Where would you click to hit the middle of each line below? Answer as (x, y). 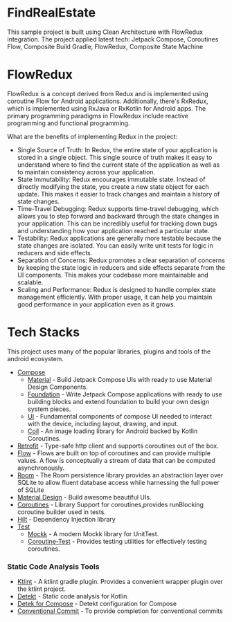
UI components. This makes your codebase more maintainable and (113, 275)
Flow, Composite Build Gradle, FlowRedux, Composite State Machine (105, 46)
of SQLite (30, 490)
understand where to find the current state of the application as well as (118, 165)
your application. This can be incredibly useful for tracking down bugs (117, 223)
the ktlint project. (41, 589)
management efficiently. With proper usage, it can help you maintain (115, 297)
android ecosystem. (36, 358)
